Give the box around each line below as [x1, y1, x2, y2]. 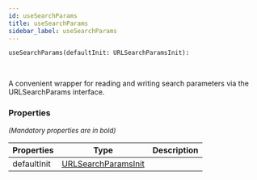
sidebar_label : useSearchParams [8, 27, 117, 35]
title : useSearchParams [8, 19, 89, 27]
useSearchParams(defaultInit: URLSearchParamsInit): [8, 49, 190, 57]
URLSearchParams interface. [8, 87, 105, 97]
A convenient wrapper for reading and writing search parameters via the [8, 78, 249, 89]
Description [152, 144, 199, 156]
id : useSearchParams [8, 11, 78, 20]
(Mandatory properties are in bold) [8, 126, 116, 135]
